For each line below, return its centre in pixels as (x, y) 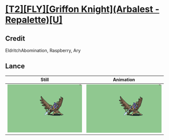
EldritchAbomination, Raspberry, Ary (43, 50)
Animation (124, 80)
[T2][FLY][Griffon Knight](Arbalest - (82, 9)
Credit (15, 38)
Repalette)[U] (34, 20)
